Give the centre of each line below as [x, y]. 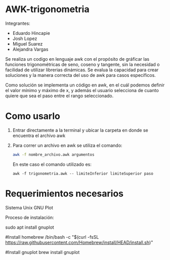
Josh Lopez [25, 38]
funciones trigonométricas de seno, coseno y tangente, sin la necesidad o [82, 64]
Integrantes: [18, 23]
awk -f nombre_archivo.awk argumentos [53, 155]
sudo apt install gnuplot [30, 227]
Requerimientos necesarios [65, 193]
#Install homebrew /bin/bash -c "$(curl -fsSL [52, 237]
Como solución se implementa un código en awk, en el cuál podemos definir [85, 85]
